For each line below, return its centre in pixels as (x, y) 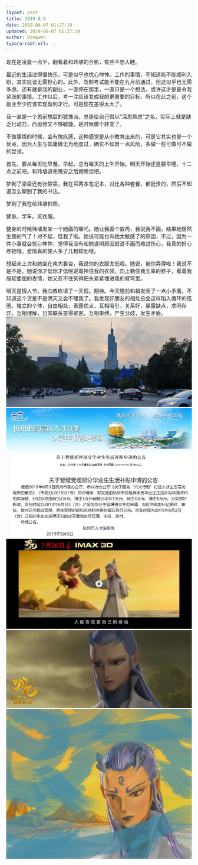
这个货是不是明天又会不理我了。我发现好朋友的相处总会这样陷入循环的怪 (104, 298)
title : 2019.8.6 (26, 19)
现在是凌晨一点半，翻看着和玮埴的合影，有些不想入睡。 (73, 62)
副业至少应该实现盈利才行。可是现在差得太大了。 (65, 104)
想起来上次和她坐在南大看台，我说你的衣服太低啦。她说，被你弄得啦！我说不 (99, 264)
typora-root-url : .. (32, 44)
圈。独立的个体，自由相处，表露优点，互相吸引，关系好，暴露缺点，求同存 (96, 305)
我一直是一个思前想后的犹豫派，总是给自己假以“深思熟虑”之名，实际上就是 (96, 116)
